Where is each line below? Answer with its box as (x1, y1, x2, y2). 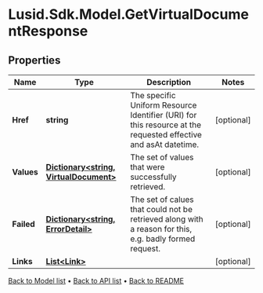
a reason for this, (130, 224, 193, 234)
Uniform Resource (130, 100, 197, 111)
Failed (12, 218, 35, 229)
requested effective (130, 130, 202, 140)
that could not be (130, 204, 193, 214)
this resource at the (130, 119, 202, 130)
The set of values (130, 152, 194, 163)
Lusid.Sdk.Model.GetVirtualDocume (8, 5, 249, 24)
